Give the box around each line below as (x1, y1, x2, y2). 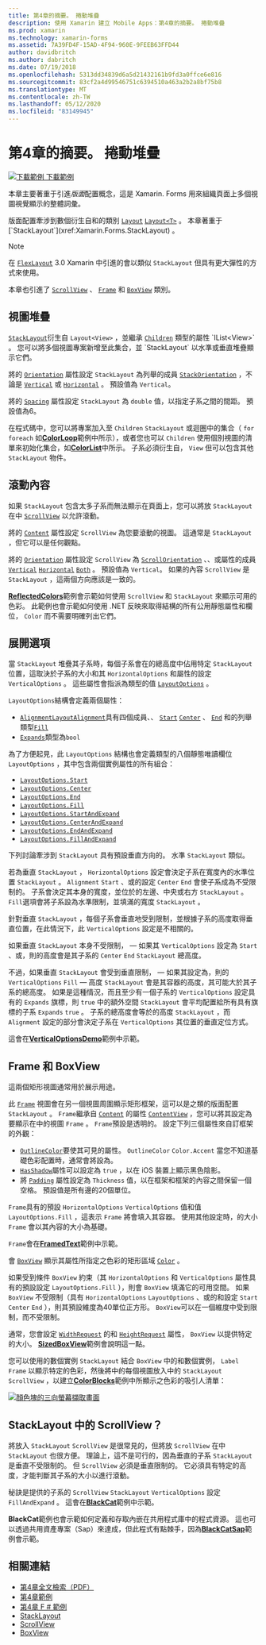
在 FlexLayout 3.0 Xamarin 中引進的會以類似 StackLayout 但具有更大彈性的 (8, 257, 250, 267)
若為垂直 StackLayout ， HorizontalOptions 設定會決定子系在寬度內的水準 (8, 867, 249, 877)
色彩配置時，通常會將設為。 (26, 1156, 118, 1165)
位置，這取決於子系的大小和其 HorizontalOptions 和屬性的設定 (8, 668, 212, 679)
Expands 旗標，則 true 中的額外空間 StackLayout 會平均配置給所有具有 (23, 997, 252, 1007)
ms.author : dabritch (8, 56, 77, 64)
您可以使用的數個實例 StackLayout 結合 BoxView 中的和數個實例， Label (8, 1356, 240, 1366)
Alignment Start (67, 879, 119, 887)
